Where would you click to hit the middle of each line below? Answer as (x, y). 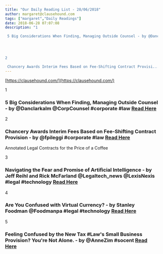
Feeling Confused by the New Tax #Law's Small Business (74, 234)
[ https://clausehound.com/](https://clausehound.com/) (60, 80)
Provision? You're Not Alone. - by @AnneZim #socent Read (76, 240)
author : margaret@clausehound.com (40, 14)
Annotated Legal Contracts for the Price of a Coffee (57, 148)
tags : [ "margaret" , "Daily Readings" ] (43, 18)
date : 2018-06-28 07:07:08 (32, 23)
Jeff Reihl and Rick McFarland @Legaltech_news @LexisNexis (80, 176)
